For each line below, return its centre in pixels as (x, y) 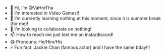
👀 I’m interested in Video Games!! (45, 13)
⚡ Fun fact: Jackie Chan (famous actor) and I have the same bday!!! (80, 47)
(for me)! (19, 23)
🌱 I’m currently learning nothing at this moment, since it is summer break (86, 18)
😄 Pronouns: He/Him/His (36, 42)
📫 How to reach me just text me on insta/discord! (62, 34)
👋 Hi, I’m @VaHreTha (32, 8)
